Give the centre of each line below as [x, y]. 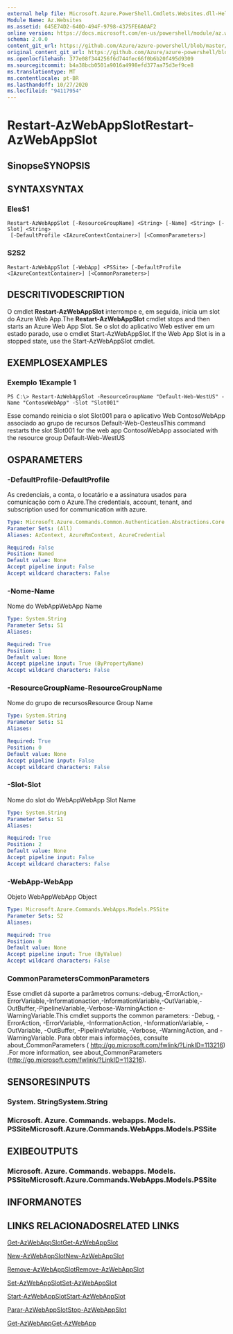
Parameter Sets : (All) [40, 528]
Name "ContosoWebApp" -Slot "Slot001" [63, 403]
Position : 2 [24, 845]
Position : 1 [24, 651]
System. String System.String [58, 1101]
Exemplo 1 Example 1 [42, 382]
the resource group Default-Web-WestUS [66, 438]
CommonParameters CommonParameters [79, 978]
